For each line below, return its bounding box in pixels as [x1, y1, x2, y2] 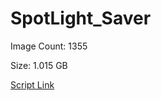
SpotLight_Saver [10, 7, 152, 30]
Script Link [10, 78, 55, 91]
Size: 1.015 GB [10, 59, 68, 71]
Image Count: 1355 [10, 40, 88, 52]
